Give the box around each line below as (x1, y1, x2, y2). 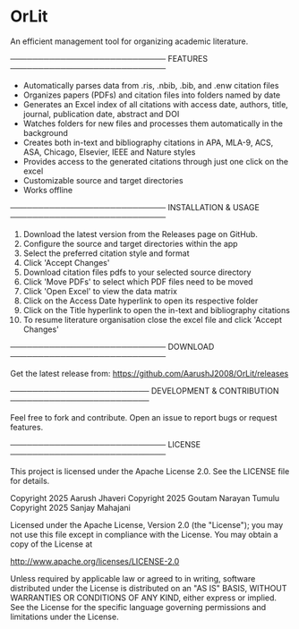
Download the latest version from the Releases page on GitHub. (22, 228, 258, 239)
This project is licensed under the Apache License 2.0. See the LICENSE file (10, 465, 290, 476)
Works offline (22, 184, 73, 195)
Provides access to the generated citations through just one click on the (22, 156, 289, 166)
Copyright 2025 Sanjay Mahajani (10, 502, 131, 513)
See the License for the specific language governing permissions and (10, 601, 267, 612)
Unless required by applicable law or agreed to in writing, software (10, 573, 256, 583)
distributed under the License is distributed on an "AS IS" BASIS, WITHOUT (10, 582, 287, 593)
